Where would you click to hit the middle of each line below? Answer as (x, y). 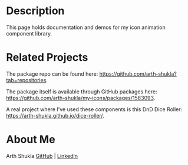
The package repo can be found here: (52, 74)
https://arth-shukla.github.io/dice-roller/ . (55, 115)
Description (35, 11)
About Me (31, 140)
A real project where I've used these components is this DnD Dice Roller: (94, 109)
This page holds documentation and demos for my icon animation (86, 27)
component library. (29, 33)
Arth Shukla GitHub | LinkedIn (42, 156)
